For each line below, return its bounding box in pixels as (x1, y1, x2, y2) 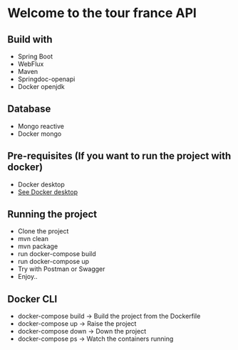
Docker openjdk (17, 83, 66, 90)
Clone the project (17, 227, 69, 235)
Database (7, 103, 51, 115)
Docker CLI (7, 293, 58, 305)
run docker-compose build (17, 250, 96, 258)
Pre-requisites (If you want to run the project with (7, 150, 232, 162)
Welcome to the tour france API (7, 5, 197, 21)
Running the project (7, 208, 98, 221)
